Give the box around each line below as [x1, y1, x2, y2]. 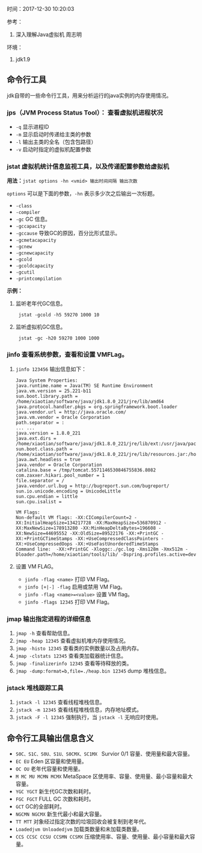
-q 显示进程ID [15, 123, 49, 131]
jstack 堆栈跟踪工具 [7, 684, 64, 692]
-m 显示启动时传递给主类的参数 [15, 131, 92, 138]
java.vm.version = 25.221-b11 [15, 388, 92, 394]
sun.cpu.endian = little [15, 493, 78, 499]
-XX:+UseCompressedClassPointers [75, 535, 159, 541]
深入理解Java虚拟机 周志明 [15, 31, 82, 38]
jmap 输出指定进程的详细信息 [7, 614, 91, 623]
